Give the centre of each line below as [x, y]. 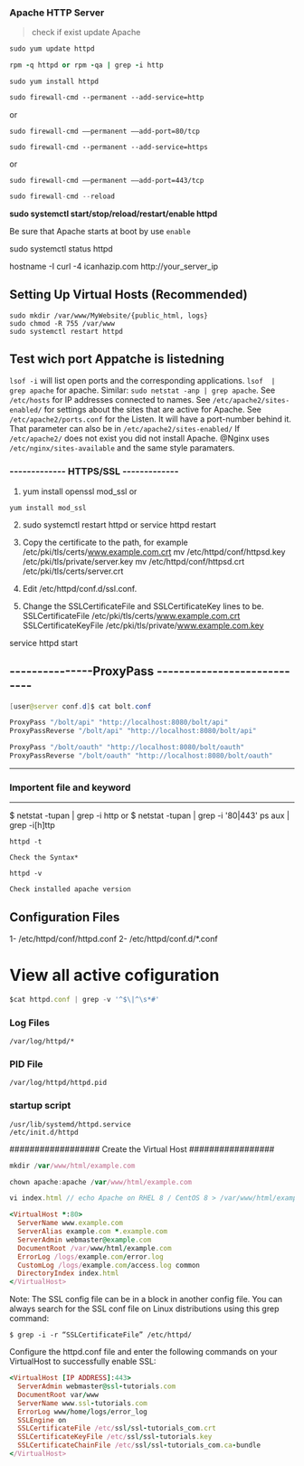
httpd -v [26, 874]
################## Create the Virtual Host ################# [142, 1149]
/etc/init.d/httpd [44, 1132]
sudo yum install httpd [54, 82]
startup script [40, 1106]
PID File [26, 1064]
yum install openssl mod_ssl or [80, 491]
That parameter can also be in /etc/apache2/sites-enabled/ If [125, 429]
